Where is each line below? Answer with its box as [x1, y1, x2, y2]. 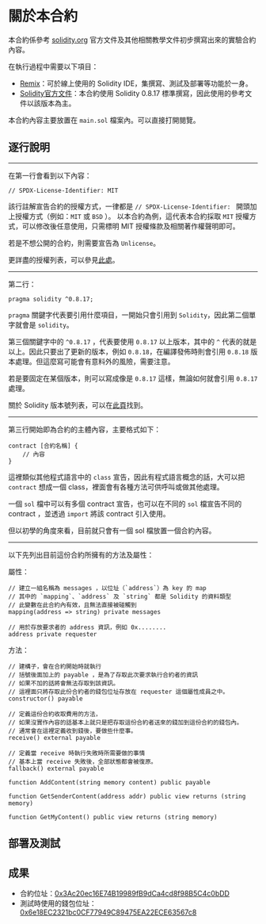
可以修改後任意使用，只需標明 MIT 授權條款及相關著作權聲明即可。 [21, 221, 240, 231]
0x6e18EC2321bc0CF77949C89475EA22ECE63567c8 [19, 907, 197, 917]
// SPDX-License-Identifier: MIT [8, 186, 119, 194]
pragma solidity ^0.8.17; [8, 295, 93, 303]
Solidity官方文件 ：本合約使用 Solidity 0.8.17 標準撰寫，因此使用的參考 [19, 88, 245, 98]
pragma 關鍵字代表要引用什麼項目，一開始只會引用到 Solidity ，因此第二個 [8, 310, 249, 320]
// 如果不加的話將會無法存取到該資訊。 [8, 679, 120, 687]
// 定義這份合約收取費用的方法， [8, 710, 101, 718]
